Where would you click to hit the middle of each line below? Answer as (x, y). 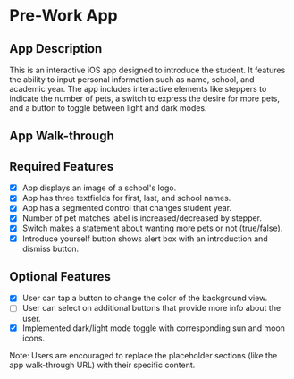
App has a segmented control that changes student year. (127, 208)
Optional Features (60, 277)
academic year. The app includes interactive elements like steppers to (138, 89)
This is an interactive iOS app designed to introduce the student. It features (147, 70)
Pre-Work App (63, 16)
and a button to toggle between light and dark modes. (108, 108)
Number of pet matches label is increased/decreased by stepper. (142, 218)
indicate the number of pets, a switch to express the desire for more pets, (144, 98)
